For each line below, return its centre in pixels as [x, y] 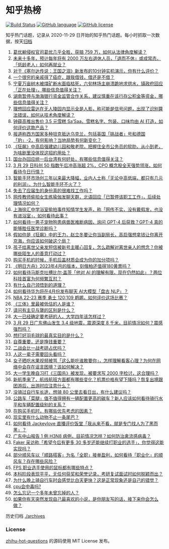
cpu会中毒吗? [27, 486]
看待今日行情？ [28, 171]
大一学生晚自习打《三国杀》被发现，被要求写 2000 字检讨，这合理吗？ [86, 373]
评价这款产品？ [33, 127]
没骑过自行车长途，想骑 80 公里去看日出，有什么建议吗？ [72, 392]
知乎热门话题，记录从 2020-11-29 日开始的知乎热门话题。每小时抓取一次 [80, 35]
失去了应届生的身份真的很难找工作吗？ [53, 190]
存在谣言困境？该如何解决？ [55, 367]
